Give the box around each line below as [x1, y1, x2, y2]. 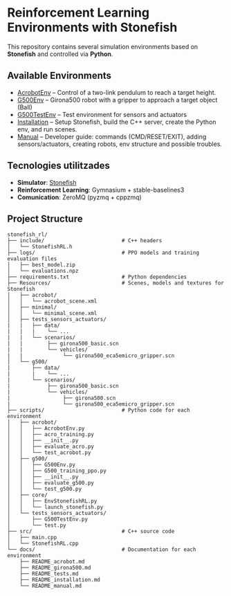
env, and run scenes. [17, 125, 77, 133]
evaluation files [7, 255, 57, 262]
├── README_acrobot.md [19, 559, 85, 566]
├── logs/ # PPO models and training [7, 249, 199, 257]
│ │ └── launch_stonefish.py [7, 504, 104, 511]
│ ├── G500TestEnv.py [7, 516, 89, 523]
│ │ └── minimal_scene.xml [7, 310, 98, 317]
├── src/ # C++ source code [7, 528, 175, 535]
